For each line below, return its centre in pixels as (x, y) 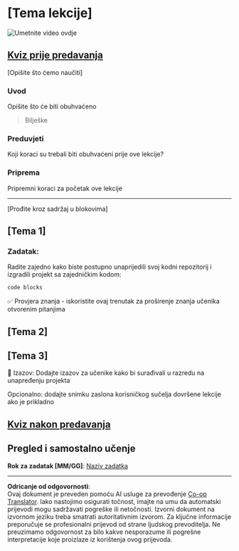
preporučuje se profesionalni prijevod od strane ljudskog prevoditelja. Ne (114, 524)
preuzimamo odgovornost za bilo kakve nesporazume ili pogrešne (104, 532)
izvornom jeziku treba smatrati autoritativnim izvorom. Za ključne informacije (119, 516)
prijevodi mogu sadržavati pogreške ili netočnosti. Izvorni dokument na (111, 509)
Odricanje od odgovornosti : (49, 486)
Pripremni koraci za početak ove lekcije (65, 188)
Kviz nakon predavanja (59, 424)
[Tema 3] (28, 355)
